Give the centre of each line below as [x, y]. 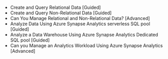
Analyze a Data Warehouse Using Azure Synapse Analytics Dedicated [84, 35]
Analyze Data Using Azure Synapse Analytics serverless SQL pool [80, 24]
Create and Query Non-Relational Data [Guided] [61, 13]
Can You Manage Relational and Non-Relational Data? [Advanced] [80, 18]
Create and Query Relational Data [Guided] [55, 7]
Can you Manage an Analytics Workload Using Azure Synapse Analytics [86, 45]
